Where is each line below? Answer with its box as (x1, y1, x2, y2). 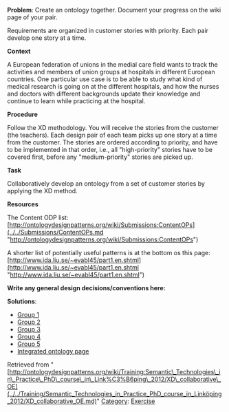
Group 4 (17, 333, 41, 340)
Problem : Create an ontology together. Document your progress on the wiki (7, 6, 221, 14)
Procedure (7, 110, 38, 118)
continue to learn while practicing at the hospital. (7, 97, 146, 105)
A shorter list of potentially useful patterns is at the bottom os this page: (7, 249, 211, 257)
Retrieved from (7, 360, 50, 369)
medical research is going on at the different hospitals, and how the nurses (7, 83, 219, 90)
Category (100, 397, 128, 405)
